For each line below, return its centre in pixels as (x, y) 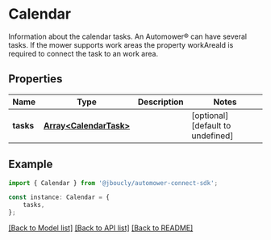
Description (161, 102)
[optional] (210, 116)
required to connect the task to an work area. (83, 53)
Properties (35, 79)
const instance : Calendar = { (59, 198)
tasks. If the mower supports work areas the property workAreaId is (121, 44)
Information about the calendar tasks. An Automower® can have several (128, 36)
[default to (211, 125)
